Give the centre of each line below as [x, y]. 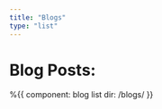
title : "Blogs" [38, 17]
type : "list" [34, 26]
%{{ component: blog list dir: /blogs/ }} [81, 95]
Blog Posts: [53, 70]
